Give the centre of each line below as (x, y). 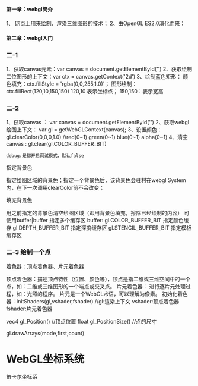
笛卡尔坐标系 (22, 376)
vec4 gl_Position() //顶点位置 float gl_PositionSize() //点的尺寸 (82, 321)
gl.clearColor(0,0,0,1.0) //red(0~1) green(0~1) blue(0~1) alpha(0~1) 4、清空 (97, 137)
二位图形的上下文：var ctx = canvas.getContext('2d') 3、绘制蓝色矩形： (94, 77)
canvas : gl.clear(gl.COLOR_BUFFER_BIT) (56, 144)
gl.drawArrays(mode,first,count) (45, 333)
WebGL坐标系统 (45, 359)
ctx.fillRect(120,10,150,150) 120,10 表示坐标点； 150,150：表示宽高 (85, 92)
